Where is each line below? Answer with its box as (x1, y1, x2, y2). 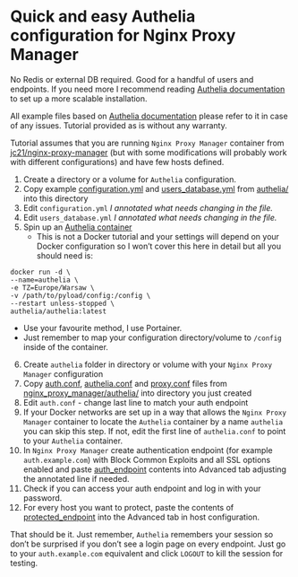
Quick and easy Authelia (10, 6, 196, 27)
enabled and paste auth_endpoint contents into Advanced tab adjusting (22, 464, 287, 475)
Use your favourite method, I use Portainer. (22, 322, 183, 333)
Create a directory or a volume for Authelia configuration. (22, 173, 236, 185)
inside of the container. (22, 341, 108, 352)
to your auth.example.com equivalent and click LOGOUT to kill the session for (10, 547, 284, 558)
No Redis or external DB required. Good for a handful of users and (10, 74, 254, 84)
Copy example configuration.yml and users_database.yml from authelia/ (22, 183, 289, 194)
